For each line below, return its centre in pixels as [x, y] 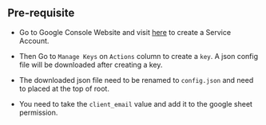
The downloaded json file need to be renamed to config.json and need [136, 80]
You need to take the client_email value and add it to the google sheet [136, 104]
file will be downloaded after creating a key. [91, 64]
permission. [38, 112]
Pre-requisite [41, 13]
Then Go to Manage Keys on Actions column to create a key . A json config [139, 56]
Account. [34, 41]
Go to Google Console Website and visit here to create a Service [125, 32]
